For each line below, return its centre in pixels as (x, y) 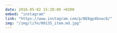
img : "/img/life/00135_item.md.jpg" (43, 23)
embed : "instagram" (25, 14)
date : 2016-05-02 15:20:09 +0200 (40, 9)
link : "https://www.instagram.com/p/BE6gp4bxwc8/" (59, 18)
